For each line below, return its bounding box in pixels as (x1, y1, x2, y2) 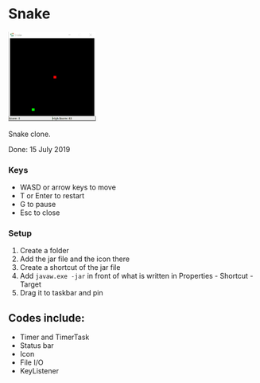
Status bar (19, 341, 54, 350)
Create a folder (19, 246, 70, 256)
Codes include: (8, 311, 85, 325)
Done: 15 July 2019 (8, 144, 71, 154)
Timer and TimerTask (19, 332, 90, 342)
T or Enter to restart (19, 190, 85, 200)
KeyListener (19, 366, 60, 376)
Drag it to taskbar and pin (19, 288, 103, 298)
